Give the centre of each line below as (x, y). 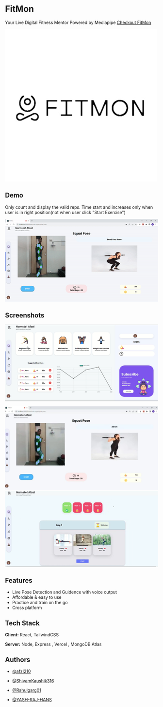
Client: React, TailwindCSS (32, 635)
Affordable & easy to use (37, 597)
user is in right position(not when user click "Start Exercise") (65, 212)
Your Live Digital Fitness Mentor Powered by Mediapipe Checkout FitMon (78, 22)
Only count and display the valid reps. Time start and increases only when (79, 207)
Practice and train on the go (40, 603)
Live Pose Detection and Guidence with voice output (65, 592)
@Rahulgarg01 (26, 690)
